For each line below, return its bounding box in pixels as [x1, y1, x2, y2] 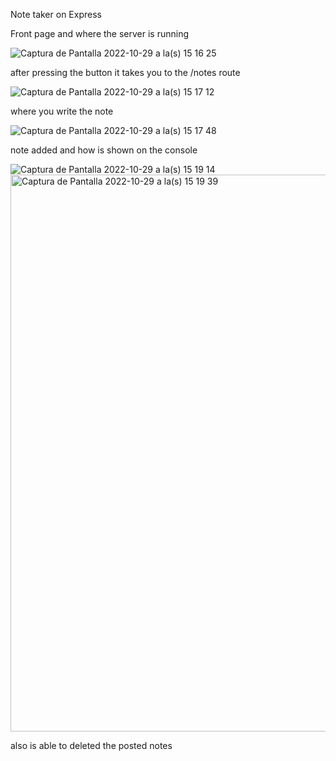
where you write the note [10, 105, 114, 117]
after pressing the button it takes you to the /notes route [10, 67, 241, 78]
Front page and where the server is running [10, 28, 190, 39]
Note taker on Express [10, 9, 102, 20]
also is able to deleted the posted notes [10, 740, 173, 751]
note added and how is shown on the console [10, 144, 198, 156]
